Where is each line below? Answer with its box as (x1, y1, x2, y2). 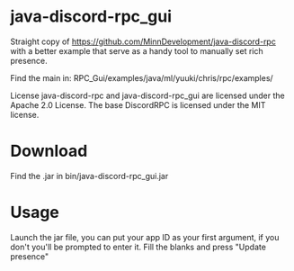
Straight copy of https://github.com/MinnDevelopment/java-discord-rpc (10, 36, 277, 47)
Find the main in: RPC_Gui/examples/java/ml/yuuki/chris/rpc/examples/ (10, 72, 273, 83)
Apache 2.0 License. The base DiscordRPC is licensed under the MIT (10, 99, 266, 110)
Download (10, 141, 88, 161)
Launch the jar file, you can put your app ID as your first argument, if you (10, 231, 280, 242)
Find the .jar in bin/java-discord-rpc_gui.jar (10, 170, 169, 181)
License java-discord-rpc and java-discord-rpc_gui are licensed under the (10, 90, 286, 101)
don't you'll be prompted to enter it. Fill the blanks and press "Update (10, 241, 266, 252)
